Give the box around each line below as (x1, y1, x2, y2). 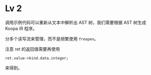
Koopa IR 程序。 (5, 25, 38, 31)
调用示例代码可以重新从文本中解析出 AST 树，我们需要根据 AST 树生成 (5, 19, 146, 25)
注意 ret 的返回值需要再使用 (5, 46, 60, 52)
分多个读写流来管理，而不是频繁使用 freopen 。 (5, 36, 99, 42)
